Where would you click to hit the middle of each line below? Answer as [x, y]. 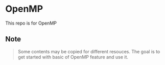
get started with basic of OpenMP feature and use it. [73, 57]
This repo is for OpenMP [31, 23]
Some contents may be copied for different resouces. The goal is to [89, 51]
